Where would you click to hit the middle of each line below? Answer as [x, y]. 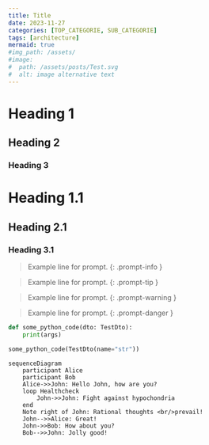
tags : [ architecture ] [44, 38]
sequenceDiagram [35, 363]
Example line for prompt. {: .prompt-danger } [101, 313]
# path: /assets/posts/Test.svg [63, 67]
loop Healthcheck [51, 391]
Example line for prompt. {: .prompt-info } [95, 267]
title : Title [30, 15]
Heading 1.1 [46, 198]
